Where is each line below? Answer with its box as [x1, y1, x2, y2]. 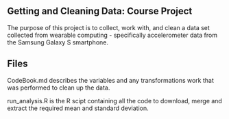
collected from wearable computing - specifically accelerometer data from [7, 31, 218, 39]
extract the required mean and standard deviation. [7, 104, 149, 112]
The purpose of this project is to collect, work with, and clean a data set [7, 23, 210, 31]
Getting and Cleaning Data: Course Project [7, 5, 193, 17]
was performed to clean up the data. [7, 83, 110, 92]
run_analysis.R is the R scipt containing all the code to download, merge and [7, 96, 223, 105]
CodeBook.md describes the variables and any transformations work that [7, 76, 215, 84]
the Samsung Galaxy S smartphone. [7, 38, 108, 47]
